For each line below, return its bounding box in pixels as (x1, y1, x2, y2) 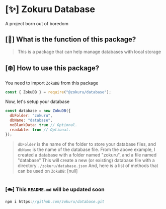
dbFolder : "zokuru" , (10, 113, 53, 118)
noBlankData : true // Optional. (10, 123, 78, 128)
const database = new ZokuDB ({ (5, 109, 71, 114)
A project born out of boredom (5, 20, 69, 26)
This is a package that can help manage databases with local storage (17, 48, 161, 55)
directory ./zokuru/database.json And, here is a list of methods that (17, 163, 158, 169)
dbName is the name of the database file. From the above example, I (17, 146, 155, 152)
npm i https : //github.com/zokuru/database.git (5, 199, 105, 204)
